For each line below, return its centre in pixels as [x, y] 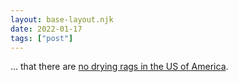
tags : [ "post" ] [42, 38]
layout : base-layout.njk [62, 19]
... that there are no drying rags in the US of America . [119, 67]
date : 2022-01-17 [46, 29]
